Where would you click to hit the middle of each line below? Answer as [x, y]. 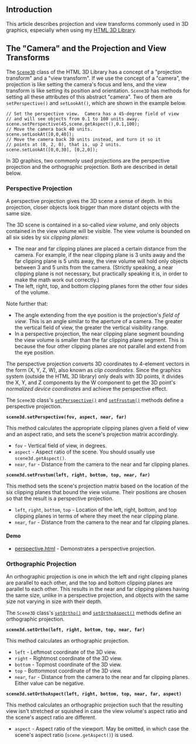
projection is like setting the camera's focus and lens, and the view [86, 84]
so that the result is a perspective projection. [60, 498]
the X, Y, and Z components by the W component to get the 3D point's [91, 382]
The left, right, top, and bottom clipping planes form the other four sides [101, 286]
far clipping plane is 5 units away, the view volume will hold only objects [101, 261]
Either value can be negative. [49, 684]
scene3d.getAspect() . [40, 458]
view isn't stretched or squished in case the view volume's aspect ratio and [97, 711]
